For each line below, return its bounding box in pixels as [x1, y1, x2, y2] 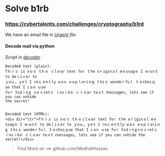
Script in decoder [5, 54, 41, 60]
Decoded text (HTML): [5, 112, 50, 117]
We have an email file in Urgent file [5, 32, 76, 38]
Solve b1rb [5, 3, 49, 14]
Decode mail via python [5, 43, 55, 49]
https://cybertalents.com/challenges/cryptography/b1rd [5, 21, 144, 28]
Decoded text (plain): [5, 64, 52, 69]
